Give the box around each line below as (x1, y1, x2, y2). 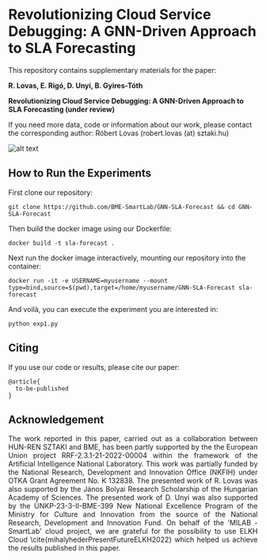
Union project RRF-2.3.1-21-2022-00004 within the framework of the (8, 451, 258, 460)
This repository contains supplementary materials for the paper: (8, 65, 217, 74)
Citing (8, 341, 39, 355)
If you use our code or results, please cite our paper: (8, 362, 180, 371)
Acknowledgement (8, 413, 104, 426)
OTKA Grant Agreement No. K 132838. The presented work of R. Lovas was (8, 476, 258, 486)
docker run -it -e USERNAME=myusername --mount (8, 276, 169, 284)
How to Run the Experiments (8, 166, 152, 180)
